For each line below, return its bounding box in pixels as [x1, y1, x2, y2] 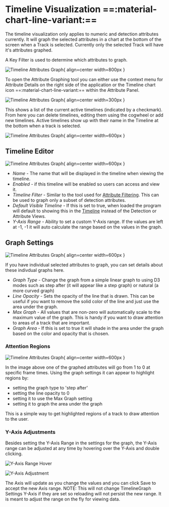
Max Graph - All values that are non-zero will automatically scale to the [12, 309, 160, 315]
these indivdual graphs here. [5, 267, 65, 273]
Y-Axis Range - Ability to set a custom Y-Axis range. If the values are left [12, 218, 163, 224]
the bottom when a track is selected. [5, 123, 81, 129]
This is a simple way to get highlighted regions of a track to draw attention [5, 410, 159, 417]
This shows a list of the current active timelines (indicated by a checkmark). [5, 106, 163, 112]
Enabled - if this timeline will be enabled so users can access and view [12, 181, 160, 187]
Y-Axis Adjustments [5, 428, 55, 435]
